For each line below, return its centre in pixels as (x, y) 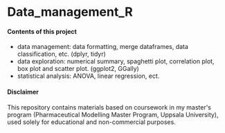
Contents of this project (42, 31)
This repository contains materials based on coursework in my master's (109, 107)
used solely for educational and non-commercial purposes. (92, 122)
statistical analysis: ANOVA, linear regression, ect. (88, 76)
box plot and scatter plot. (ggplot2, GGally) (78, 69)
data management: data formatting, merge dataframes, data (103, 47)
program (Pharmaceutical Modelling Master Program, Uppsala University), (113, 114)
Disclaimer (23, 92)
